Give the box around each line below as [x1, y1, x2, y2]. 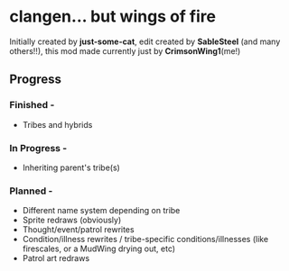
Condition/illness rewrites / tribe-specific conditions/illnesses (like [22, 234, 269, 245]
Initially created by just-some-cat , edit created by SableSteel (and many [9, 36, 281, 47]
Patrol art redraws [22, 253, 90, 264]
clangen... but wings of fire [9, 6, 217, 27]
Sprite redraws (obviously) [22, 214, 122, 226]
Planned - [9, 185, 53, 197]
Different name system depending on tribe [22, 205, 181, 216]
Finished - [9, 99, 55, 112]
